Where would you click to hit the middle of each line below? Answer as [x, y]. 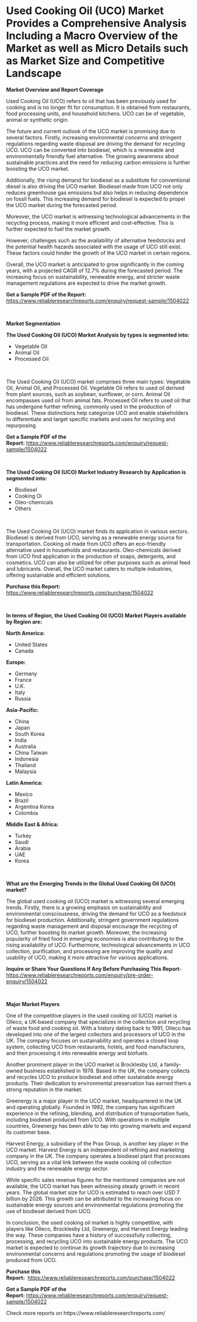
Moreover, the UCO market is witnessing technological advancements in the [98, 217]
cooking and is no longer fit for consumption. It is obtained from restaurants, [98, 107]
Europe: [16, 662]
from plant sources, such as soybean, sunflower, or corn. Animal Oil [88, 394]
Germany [26, 673]
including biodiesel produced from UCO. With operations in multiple [88, 1120]
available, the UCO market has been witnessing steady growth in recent [93, 1186]
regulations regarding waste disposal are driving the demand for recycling [96, 144]
